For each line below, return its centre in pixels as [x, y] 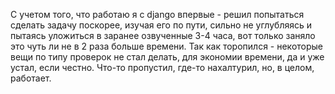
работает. [31, 78]
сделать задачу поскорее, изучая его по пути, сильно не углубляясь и [161, 25]
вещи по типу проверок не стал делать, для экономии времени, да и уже [167, 57]
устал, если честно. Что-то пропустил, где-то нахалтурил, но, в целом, [162, 67]
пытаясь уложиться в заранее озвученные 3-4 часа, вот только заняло [163, 35]
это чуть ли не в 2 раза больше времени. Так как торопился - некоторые [167, 46]
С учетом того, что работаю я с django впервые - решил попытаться [157, 14]
